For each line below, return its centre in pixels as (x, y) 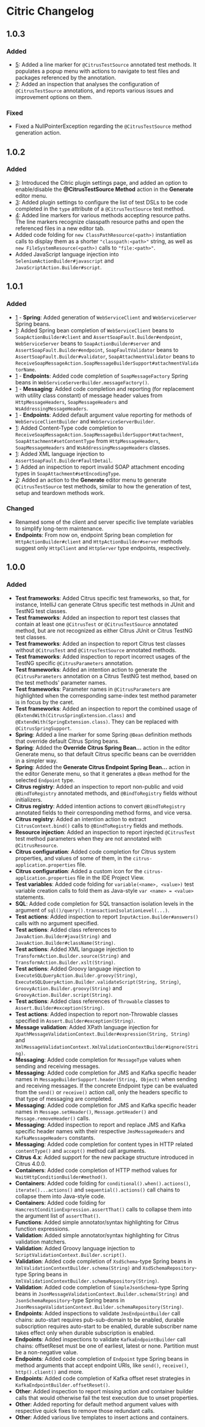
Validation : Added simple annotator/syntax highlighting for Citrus (97, 1235)
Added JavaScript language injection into (67, 254)
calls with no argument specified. (57, 923)
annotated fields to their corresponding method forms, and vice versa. (103, 813)
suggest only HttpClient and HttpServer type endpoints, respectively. (103, 548)
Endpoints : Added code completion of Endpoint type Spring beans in (102, 1358)
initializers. (29, 799)
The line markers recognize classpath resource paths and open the (99, 222)
